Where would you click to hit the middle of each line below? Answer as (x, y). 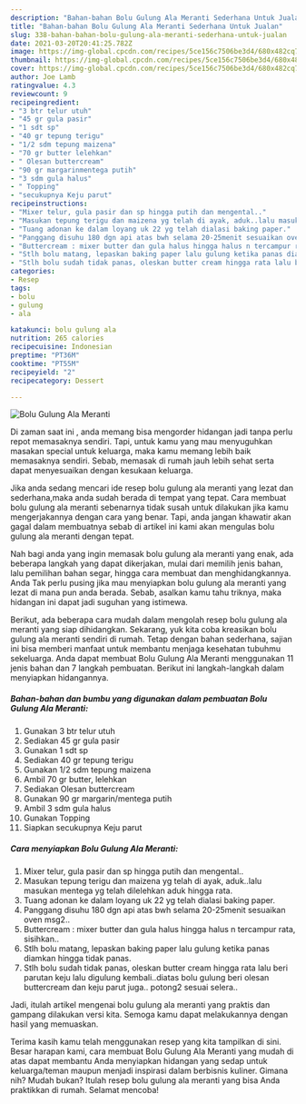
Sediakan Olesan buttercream (79, 789)
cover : (23, 69)
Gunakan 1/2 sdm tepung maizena (87, 770)
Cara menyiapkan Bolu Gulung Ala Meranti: (94, 848)
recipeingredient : (45, 102)
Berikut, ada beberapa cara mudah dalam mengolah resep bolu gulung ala (149, 620)
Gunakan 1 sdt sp (56, 751)
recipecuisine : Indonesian (61, 347)
